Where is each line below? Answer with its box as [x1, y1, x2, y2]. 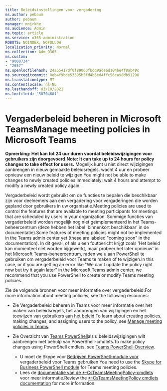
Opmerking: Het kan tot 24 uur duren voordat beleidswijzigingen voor [5, 151, 153, 157]
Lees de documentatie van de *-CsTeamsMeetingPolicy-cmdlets [19, 369, 154, 376]
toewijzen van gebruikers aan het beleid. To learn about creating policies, [12, 313, 162, 319]
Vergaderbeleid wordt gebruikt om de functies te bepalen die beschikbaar [5, 192, 157, 199]
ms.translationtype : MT [5, 77, 55, 82]
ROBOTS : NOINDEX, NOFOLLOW [5, 40, 61, 45]
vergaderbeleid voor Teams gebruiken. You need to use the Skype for [19, 359, 162, 365]
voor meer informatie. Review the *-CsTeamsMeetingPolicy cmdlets [19, 375, 159, 381]
